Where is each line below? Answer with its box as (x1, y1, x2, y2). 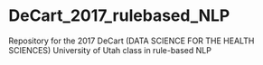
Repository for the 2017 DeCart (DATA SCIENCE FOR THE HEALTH (8, 35, 255, 46)
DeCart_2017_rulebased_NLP (8, 5, 230, 26)
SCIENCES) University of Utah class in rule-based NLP (8, 44, 211, 55)
